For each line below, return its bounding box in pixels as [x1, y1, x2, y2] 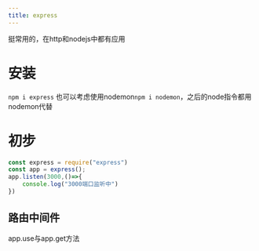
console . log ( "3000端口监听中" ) [22, 180, 119, 188]
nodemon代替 [8, 101, 53, 111]
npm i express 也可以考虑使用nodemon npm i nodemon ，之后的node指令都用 [8, 92, 252, 101]
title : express [8, 11, 58, 20]
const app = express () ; [8, 166, 86, 173]
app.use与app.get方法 [8, 233, 80, 243]
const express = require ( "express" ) [8, 158, 128, 166]
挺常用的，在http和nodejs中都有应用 [8, 34, 126, 43]
